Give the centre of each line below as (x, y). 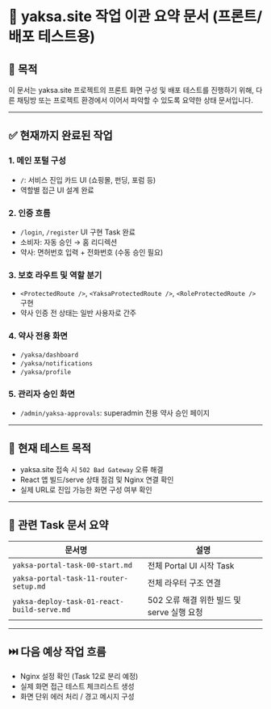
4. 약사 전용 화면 (38, 336)
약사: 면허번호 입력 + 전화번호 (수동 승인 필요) (92, 252)
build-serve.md (42, 610)
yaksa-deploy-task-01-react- (68, 601)
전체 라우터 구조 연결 (184, 583)
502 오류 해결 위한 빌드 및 (194, 600)
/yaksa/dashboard (49, 355)
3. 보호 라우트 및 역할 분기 (55, 275)
